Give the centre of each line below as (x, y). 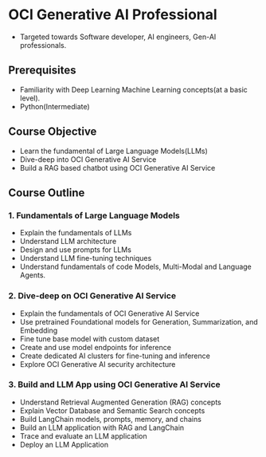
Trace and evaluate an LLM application (83, 435)
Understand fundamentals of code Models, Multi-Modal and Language (136, 267)
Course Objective (53, 132)
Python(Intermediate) (55, 106)
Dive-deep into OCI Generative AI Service (88, 159)
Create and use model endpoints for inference (95, 347)
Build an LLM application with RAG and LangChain (102, 427)
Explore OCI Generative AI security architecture (98, 364)
